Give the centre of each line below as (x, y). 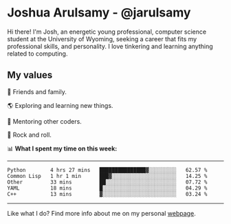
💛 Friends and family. (37, 91)
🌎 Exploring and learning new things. (60, 105)
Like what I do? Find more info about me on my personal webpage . (101, 213)
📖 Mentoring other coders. (45, 121)
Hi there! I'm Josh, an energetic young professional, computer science (107, 32)
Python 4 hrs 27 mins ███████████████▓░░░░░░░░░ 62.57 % (107, 170)
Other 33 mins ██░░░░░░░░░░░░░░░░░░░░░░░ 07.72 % (107, 182)
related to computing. (37, 54)
